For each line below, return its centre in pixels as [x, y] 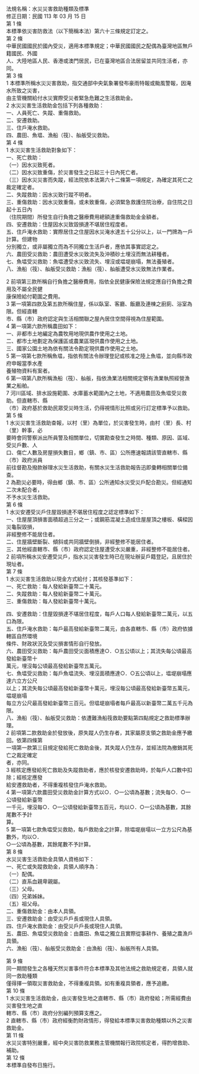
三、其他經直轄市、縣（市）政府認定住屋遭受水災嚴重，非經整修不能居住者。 [99, 549]
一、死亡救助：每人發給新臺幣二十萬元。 [55, 586]
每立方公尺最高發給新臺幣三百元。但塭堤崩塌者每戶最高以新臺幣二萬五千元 [97, 703]
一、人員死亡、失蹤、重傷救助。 [45, 113]
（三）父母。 [22, 889]
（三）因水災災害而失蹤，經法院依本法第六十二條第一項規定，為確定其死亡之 [99, 180]
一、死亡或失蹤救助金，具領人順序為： [53, 866]
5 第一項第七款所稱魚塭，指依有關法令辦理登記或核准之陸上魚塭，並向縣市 [97, 356]
